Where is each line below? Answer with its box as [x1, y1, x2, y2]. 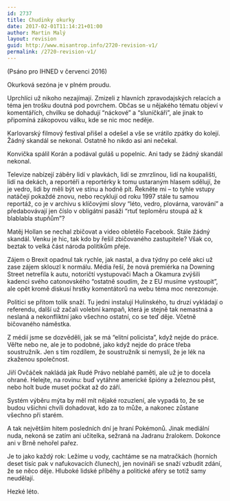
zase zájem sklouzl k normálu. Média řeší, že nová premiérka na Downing [7, 263, 215, 271]
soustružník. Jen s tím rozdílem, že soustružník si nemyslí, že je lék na [7, 348, 205, 356]
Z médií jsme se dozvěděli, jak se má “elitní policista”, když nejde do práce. [7, 333, 219, 341]
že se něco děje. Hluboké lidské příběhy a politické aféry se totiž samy [7, 467, 207, 475]
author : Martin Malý [7, 29, 67, 36]
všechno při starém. [7, 410, 64, 419]
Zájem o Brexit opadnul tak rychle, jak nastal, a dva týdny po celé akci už [7, 255, 214, 263]
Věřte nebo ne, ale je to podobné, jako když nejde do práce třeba [7, 340, 191, 348]
